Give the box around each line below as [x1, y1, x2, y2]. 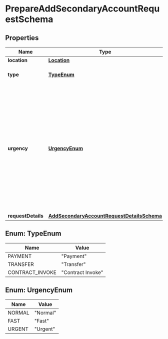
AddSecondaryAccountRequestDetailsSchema [48, 212, 162, 219]
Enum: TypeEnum [5, 229, 61, 238]
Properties [5, 33, 39, 42]
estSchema [5, 13, 53, 25]
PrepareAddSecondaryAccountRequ [5, 3, 160, 14]
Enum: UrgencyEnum [5, 286, 73, 294]
